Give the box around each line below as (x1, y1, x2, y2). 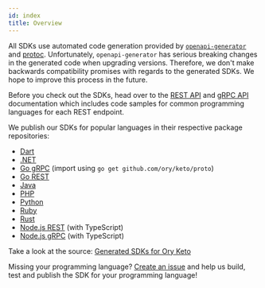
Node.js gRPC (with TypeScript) (19, 231, 125, 240)
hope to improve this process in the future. (8, 75, 148, 84)
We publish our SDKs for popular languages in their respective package (8, 123, 243, 132)
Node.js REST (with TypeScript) (19, 222, 124, 232)
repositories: (8, 130, 50, 140)
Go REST (19, 172, 49, 181)
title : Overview (8, 19, 62, 27)
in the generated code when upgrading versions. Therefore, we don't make (8, 57, 255, 68)
